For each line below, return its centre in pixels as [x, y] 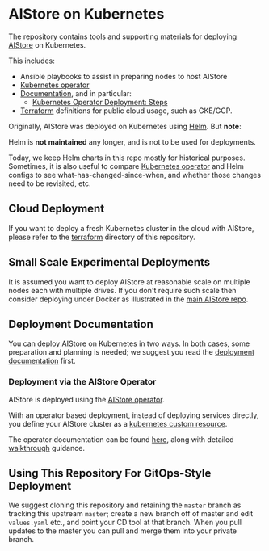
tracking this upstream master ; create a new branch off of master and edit [131, 514]
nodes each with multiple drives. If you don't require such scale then [122, 290]
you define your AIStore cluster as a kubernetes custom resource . [118, 423]
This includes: [32, 61]
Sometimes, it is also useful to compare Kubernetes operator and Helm [126, 166]
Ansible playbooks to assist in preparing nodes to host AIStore [124, 76]
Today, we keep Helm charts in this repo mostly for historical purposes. [127, 158]
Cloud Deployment [57, 209]
